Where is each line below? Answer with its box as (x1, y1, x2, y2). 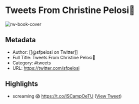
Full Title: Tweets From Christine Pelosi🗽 (12, 54, 95, 60)
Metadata (5, 36, 36, 44)
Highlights (5, 80, 38, 88)
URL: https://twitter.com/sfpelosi (12, 65, 80, 71)
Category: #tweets (12, 60, 51, 66)
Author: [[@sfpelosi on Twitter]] (12, 49, 78, 55)
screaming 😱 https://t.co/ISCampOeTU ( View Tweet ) (12, 93, 122, 99)
